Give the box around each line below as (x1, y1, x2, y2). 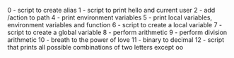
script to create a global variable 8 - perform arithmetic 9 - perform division (7, 28, 228, 36)
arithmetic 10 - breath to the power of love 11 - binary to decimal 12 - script (7, 36, 225, 44)
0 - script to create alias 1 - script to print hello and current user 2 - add (7, 6, 216, 14)
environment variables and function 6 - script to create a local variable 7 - (7, 21, 223, 29)
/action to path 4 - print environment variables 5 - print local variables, (7, 13, 213, 22)
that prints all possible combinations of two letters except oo (7, 43, 184, 51)
